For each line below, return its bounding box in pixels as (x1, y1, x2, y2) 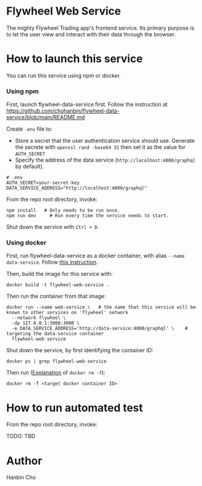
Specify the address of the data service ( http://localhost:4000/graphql (15, 156, 196, 164)
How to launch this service (6, 52, 143, 66)
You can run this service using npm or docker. (6, 71, 121, 79)
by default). (15, 163, 44, 170)
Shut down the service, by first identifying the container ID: (6, 347, 154, 354)
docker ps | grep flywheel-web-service (6, 358, 107, 364)
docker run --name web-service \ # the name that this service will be (6, 304, 197, 310)
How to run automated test (6, 401, 143, 415)
